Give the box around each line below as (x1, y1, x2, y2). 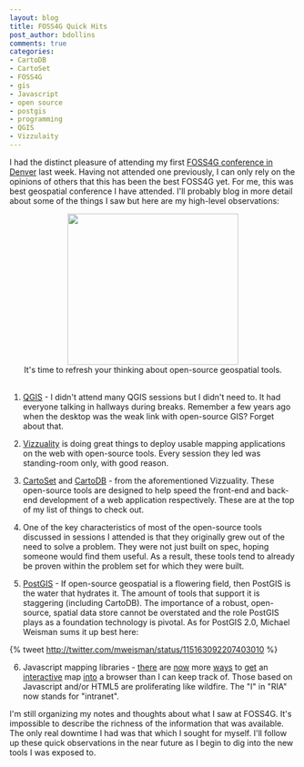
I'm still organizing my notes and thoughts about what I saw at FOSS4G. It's (9, 708, 292, 719)
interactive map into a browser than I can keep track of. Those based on (22, 671, 293, 682)
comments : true (9, 38, 67, 48)
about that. (22, 420, 64, 431)
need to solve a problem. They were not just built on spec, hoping (22, 540, 269, 551)
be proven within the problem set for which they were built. (22, 560, 245, 571)
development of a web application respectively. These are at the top (39, 494, 295, 505)
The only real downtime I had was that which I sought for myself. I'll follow (9, 727, 288, 738)
